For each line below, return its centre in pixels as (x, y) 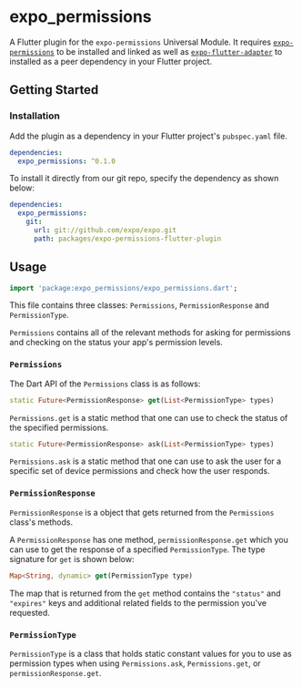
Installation (35, 116)
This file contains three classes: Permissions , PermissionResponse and (140, 305)
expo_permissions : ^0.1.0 (67, 161)
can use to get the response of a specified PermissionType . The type (137, 549)
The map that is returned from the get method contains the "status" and (145, 593)
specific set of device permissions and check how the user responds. (140, 471)
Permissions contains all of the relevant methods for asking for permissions (150, 333)
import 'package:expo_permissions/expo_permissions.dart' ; (124, 288)
